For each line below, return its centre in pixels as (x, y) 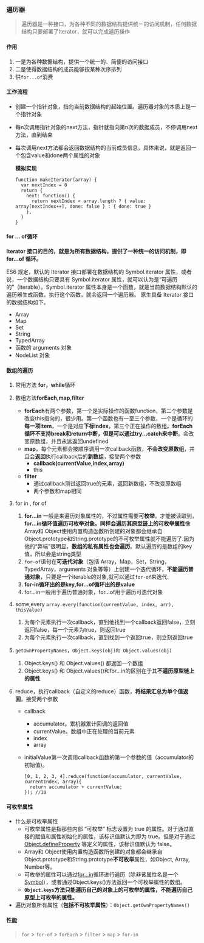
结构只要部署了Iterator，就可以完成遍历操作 (76, 32)
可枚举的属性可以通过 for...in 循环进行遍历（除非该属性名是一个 (101, 875)
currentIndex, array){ (53, 782)
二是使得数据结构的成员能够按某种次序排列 (68, 69)
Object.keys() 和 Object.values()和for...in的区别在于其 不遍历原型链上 (109, 671)
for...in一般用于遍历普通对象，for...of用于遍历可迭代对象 (93, 592)
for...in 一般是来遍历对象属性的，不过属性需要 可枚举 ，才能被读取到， (110, 516)
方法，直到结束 (34, 135)
